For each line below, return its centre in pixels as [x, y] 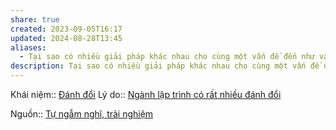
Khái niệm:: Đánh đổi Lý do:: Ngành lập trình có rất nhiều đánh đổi [146, 94]
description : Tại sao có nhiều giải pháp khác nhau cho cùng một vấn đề [165, 66]
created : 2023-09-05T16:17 [66, 29]
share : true [35, 19]
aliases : [28, 47]
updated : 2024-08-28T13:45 [66, 38]
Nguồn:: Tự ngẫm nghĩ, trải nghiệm [82, 114]
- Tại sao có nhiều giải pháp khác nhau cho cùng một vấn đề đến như [167, 57]
